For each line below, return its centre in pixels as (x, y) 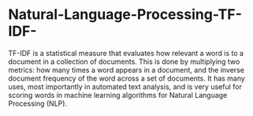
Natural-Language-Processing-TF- (125, 15)
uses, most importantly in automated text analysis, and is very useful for (125, 86)
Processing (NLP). (38, 103)
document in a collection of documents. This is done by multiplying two (124, 62)
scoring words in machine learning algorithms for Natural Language (118, 95)
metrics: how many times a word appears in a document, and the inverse (126, 69)
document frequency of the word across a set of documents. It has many (127, 78)
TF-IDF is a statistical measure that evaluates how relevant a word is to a (126, 53)
